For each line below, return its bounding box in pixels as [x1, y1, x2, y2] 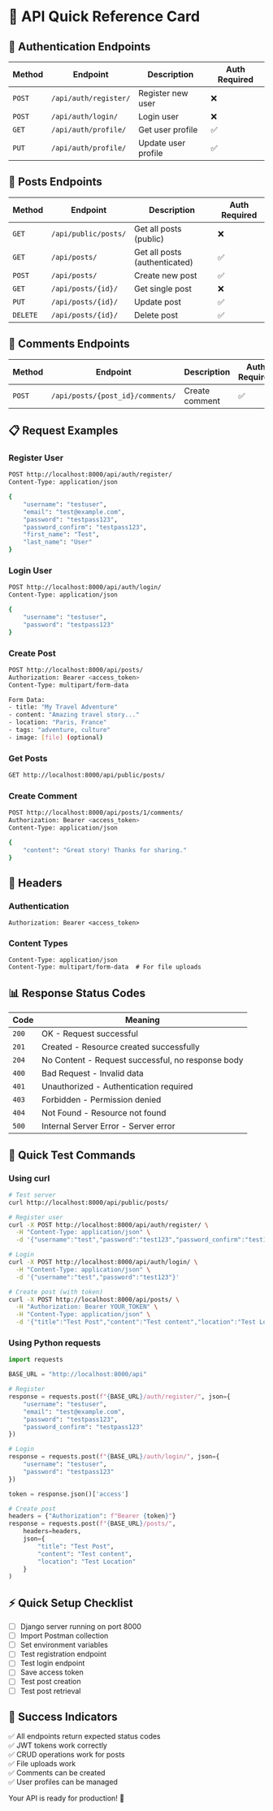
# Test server [8, 1190, 57, 1199]
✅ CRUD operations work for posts [8, 1750, 125, 1760]
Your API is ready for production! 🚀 [8, 1793, 124, 1803]
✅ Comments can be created [8, 1768, 106, 1778]
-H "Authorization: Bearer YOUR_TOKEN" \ [15, 1303, 158, 1311]
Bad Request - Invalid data [41, 1068, 144, 1079]
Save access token [19, 1667, 84, 1677]
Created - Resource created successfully [41, 1042, 201, 1053]
